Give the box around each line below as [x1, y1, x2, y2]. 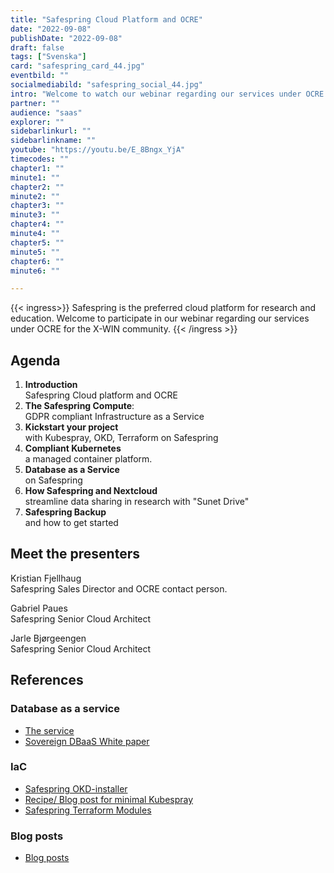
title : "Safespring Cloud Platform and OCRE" [10, 14, 203, 25]
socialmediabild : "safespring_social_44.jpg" [10, 80, 203, 90]
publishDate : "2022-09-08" [10, 33, 123, 43]
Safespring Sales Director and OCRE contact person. [10, 582, 228, 595]
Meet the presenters [10, 546, 140, 563]
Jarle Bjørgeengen [10, 632, 87, 644]
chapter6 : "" [10, 256, 65, 266]
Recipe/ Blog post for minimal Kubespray [24, 793, 194, 805]
